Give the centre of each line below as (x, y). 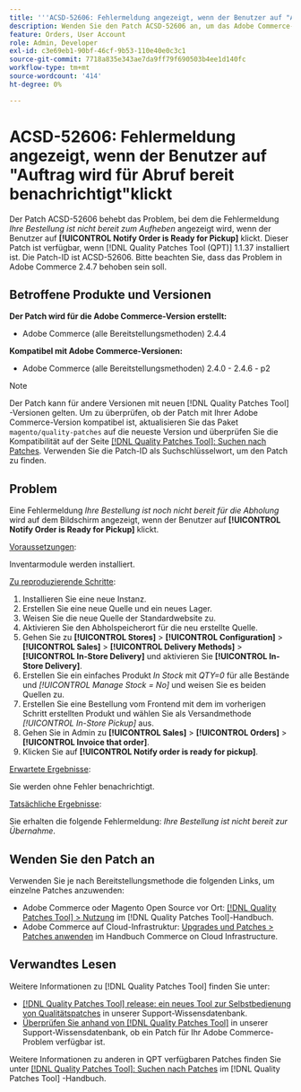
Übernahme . (33, 831)
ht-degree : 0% (36, 84)
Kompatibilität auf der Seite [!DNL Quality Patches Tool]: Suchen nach (138, 442)
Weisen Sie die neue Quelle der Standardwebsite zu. (119, 618)
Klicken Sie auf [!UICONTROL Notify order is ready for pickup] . (140, 752)
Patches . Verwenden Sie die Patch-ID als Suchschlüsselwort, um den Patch (149, 451)
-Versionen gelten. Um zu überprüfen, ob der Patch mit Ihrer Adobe (133, 413)
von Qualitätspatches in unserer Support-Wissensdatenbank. (135, 1013)
